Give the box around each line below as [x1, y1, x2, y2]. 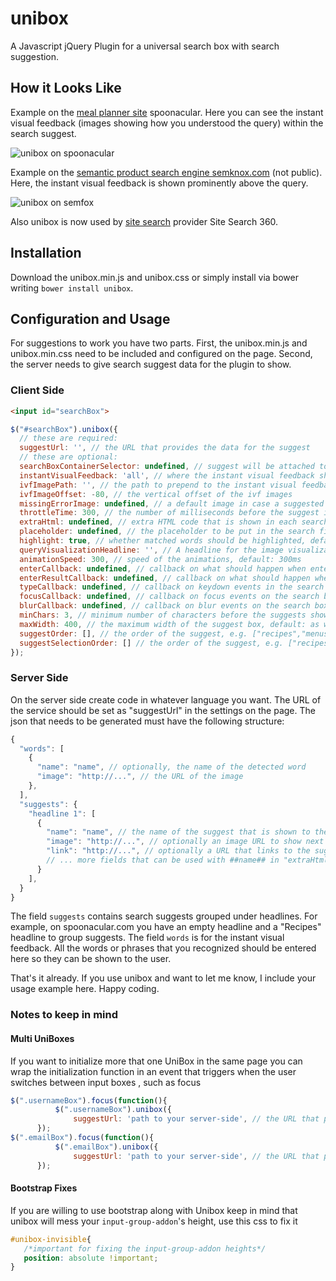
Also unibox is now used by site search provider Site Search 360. [10, 215, 279, 227]
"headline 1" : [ [28, 808, 97, 819]
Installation [10, 245, 82, 262]
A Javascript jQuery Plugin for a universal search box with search [10, 40, 280, 52]
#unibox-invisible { [10, 1234, 92, 1244]
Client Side [10, 383, 65, 397]
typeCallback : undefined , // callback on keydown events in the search [19, 582, 325, 592]
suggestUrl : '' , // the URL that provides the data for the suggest [19, 443, 311, 453]
